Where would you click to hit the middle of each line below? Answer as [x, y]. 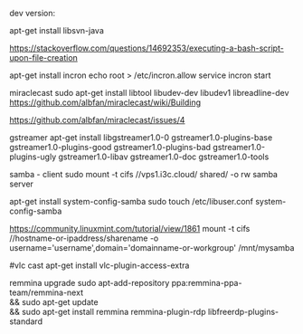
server [22, 184]
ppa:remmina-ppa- [207, 283]
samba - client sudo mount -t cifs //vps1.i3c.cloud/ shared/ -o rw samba [144, 174]
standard [26, 321]
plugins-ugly [33, 157]
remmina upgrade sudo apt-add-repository [90, 283]
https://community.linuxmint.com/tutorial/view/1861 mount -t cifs [130, 229]
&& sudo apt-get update [54, 302]
